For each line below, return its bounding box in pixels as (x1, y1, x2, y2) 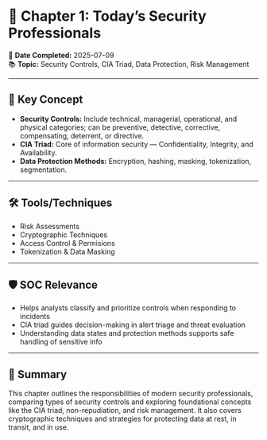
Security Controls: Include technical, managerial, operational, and (19, 114, 238, 123)
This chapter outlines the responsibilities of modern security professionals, (8, 389, 253, 399)
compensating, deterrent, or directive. (19, 130, 145, 140)
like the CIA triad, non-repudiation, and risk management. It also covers (8, 406, 242, 415)
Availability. (19, 147, 57, 158)
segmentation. (19, 165, 68, 174)
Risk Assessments (19, 221, 80, 231)
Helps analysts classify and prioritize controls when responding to (19, 303, 237, 313)
